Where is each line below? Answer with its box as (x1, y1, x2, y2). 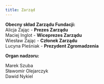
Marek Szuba (5, 62, 33, 68)
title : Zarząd (5, 7, 36, 13)
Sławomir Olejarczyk (5, 68, 48, 74)
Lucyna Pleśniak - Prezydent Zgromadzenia (5, 43, 99, 49)
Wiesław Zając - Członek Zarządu (5, 37, 77, 44)
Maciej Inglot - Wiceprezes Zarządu (5, 32, 82, 38)
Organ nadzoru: (5, 53, 40, 59)
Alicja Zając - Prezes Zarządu (5, 26, 68, 33)
